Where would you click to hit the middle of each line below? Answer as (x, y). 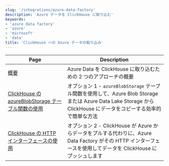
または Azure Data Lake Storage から (111, 101)
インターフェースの (30, 140)
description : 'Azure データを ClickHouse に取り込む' (59, 15)
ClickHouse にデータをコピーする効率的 (114, 109)
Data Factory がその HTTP (98, 140)
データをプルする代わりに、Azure (112, 133)
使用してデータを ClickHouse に (120, 148)
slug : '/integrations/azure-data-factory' (50, 10)
